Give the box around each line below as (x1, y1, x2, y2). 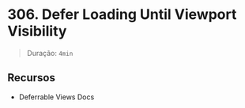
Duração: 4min (26, 48, 73, 58)
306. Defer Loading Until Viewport (7, 6, 237, 24)
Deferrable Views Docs (18, 92, 95, 102)
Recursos (7, 71, 56, 84)
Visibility (7, 22, 67, 40)
